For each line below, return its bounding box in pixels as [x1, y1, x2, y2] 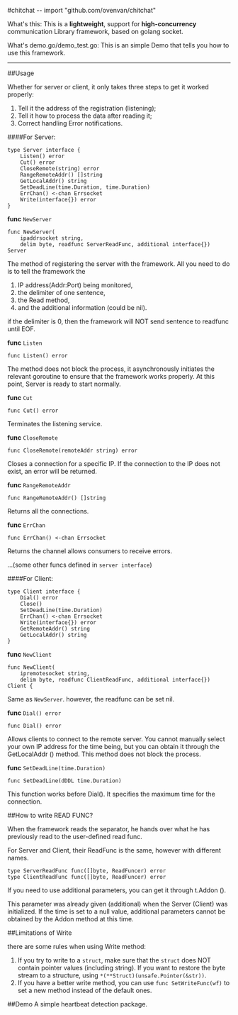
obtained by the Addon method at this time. [7, 915, 134, 923]
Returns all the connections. [7, 507, 89, 515]
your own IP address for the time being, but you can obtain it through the [7, 743, 220, 750]
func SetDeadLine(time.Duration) [7, 764, 106, 772]
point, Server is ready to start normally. [7, 379, 122, 388]
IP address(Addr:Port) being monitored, [17, 281, 133, 289]
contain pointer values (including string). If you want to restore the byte [17, 964, 226, 972]
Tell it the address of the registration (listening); [17, 104, 157, 112]
